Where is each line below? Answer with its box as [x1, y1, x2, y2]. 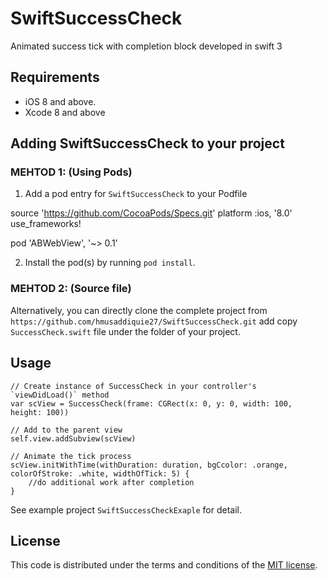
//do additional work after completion [28, 477, 195, 487]
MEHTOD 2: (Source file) [10, 282, 132, 296]
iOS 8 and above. [24, 95, 97, 107]
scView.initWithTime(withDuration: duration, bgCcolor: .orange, [10, 460, 288, 470]
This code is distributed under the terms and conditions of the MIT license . [10, 559, 318, 571]
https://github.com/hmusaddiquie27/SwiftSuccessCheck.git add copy [10, 315, 298, 327]
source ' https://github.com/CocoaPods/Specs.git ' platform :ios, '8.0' [10, 207, 293, 219]
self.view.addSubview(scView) [10, 433, 137, 444]
